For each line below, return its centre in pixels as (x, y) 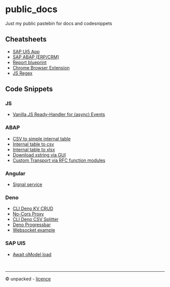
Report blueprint (30, 62)
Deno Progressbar (32, 225)
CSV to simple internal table (41, 138)
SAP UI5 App (26, 51)
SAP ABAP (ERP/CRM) (36, 57)
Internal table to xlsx (34, 149)
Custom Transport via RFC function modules (59, 160)
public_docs (31, 9)
